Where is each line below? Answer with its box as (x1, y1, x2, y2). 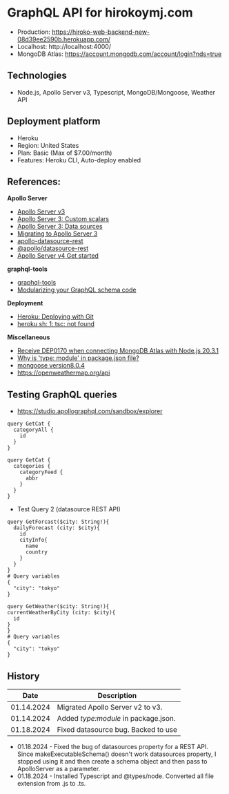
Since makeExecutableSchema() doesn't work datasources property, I (17, 750, 217, 758)
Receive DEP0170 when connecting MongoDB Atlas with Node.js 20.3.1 (17, 347, 219, 355)
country (25, 549, 48, 556)
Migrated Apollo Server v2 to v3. (57, 703, 163, 712)
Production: (17, 28, 50, 36)
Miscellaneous (7, 333, 50, 341)
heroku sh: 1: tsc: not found (17, 320, 95, 328)
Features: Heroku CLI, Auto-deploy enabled (17, 155, 141, 164)
